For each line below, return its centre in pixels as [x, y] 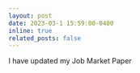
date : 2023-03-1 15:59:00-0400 [61, 23]
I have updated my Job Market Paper [70, 61]
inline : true [30, 30]
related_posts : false [45, 38]
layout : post [30, 16]
